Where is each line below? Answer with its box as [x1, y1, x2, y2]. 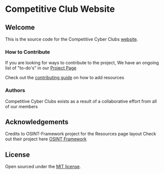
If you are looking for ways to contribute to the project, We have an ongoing [5, 60, 159, 66]
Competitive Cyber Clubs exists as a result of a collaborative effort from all [5, 98, 157, 104]
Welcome [5, 23, 35, 32]
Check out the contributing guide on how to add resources [5, 75, 124, 81]
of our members [5, 103, 38, 109]
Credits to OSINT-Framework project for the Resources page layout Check [5, 131, 157, 137]
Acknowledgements [5, 118, 69, 126]
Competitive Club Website [5, 3, 115, 15]
